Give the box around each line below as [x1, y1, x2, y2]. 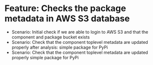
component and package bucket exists [11, 34, 90, 40]
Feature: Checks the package [4, 3, 126, 14]
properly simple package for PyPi [11, 54, 79, 60]
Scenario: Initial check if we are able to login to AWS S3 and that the [11, 29, 149, 35]
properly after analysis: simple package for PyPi [11, 44, 108, 50]
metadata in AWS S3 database [4, 13, 130, 24]
